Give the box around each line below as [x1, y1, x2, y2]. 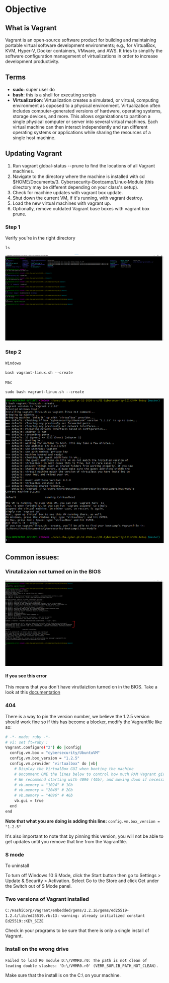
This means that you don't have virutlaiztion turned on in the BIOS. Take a [5, 684, 157, 690]
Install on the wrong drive [5, 946, 69, 953]
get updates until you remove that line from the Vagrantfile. [5, 838, 127, 844]
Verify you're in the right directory [5, 235, 75, 241]
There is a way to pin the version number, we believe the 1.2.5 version [5, 713, 150, 719]
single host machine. [12, 135, 56, 141]
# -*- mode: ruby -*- [5, 734, 51, 739]
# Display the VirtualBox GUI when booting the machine [14, 766, 134, 771]
